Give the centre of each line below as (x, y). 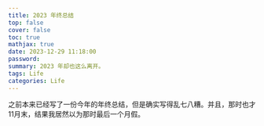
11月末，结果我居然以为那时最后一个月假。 (77, 113)
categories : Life (37, 81)
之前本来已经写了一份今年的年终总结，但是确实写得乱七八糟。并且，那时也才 (132, 104)
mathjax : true (31, 45)
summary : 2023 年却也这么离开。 (56, 67)
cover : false (29, 30)
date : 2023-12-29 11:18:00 (52, 52)
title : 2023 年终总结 (41, 15)
